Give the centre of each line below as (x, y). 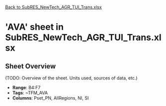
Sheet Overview (31, 66)
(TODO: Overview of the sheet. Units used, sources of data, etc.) (71, 78)
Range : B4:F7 (26, 88)
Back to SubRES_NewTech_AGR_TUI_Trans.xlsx (53, 7)
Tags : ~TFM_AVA (30, 93)
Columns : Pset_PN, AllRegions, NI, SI (50, 98)
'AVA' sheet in (34, 27)
